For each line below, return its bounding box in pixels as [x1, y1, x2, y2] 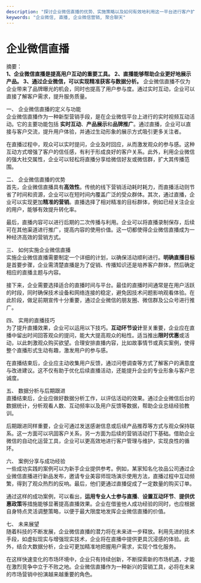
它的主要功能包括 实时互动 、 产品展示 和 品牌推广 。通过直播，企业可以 [16, 120, 186, 128]
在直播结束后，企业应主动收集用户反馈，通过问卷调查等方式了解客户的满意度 [6, 360, 195, 367]
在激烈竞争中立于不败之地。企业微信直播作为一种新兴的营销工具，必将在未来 [6, 563, 195, 570]
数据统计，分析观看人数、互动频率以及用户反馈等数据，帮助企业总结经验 [6, 402, 184, 409]
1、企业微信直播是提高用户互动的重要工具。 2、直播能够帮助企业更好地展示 [6, 70, 191, 78]
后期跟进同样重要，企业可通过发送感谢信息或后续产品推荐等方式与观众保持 [6, 422, 190, 430]
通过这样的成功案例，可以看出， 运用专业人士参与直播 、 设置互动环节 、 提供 [6, 493, 190, 500]
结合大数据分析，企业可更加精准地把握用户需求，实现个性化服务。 [16, 543, 179, 550]
